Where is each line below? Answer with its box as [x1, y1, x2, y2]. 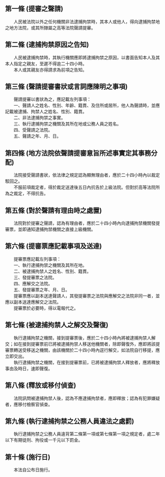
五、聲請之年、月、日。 [13, 133, 61, 139]
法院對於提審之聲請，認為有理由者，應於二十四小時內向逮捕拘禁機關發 [13, 220, 156, 226]
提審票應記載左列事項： [13, 256, 61, 262]
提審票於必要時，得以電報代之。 [13, 305, 79, 311]
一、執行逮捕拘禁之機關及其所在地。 [13, 262, 87, 268]
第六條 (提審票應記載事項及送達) [5, 242, 102, 250]
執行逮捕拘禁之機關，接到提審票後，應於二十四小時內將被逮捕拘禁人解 [13, 335, 156, 341]
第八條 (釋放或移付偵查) [5, 381, 76, 390]
